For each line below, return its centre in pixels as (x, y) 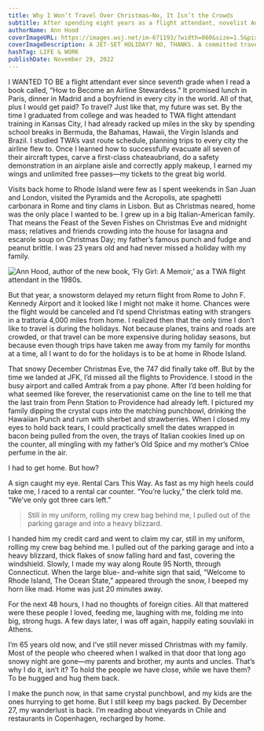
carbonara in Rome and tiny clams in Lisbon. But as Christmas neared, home (132, 206)
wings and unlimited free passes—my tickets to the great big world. (117, 173)
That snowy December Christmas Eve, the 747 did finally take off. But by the (132, 369)
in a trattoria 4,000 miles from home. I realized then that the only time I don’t (131, 320)
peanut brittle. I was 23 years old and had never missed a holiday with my (127, 247)
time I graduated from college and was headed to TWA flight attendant (122, 115)
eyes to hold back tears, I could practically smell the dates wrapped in (121, 427)
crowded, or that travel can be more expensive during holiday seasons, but (130, 336)
